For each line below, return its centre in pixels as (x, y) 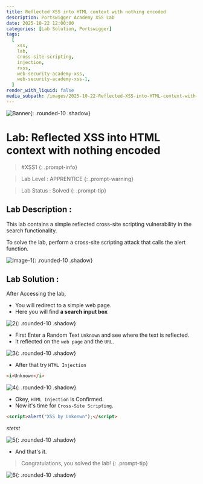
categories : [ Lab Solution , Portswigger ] (59, 29)
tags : (13, 34)
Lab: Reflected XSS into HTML (83, 137)
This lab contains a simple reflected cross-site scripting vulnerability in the (99, 224)
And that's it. (31, 452)
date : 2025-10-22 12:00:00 (40, 23)
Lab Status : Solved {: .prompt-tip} (64, 190)
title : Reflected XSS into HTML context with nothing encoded (86, 12)
